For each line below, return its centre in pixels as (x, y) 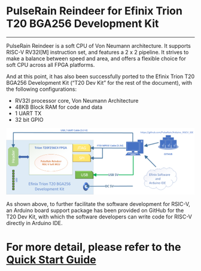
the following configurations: (41, 89)
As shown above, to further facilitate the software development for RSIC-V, (98, 204)
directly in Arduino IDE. (34, 223)
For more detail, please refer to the (94, 247)
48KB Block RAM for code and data (59, 107)
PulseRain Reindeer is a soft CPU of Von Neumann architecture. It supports (99, 45)
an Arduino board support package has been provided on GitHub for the (95, 210)
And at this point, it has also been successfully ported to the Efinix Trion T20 (100, 76)
